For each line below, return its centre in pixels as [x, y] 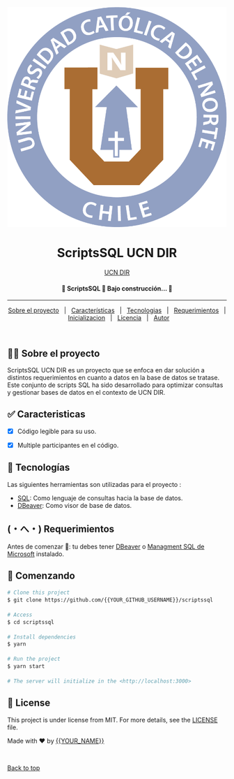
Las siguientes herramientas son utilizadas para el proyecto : [94, 484]
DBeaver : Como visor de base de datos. [75, 505]
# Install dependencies [42, 637]
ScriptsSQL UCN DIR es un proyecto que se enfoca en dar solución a [106, 370]
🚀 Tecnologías [39, 468]
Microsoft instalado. [36, 554]
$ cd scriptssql [31, 622]
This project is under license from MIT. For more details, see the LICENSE [112, 720]
